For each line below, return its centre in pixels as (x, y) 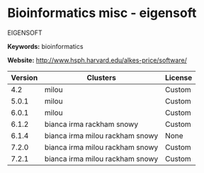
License (179, 77)
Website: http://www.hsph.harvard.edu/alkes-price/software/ (97, 60)
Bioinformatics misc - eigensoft (102, 13)
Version (24, 77)
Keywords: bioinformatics (45, 46)
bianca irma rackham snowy (92, 124)
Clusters (102, 77)
